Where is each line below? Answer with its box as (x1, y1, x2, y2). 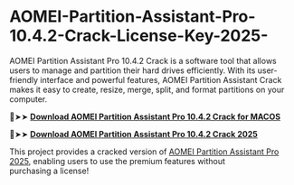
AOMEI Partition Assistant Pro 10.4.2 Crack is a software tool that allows (9, 55, 278, 66)
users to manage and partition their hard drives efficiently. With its (9, 65, 256, 76)
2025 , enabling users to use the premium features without (9, 155, 226, 166)
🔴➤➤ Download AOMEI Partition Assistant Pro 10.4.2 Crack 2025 (9, 128, 258, 139)
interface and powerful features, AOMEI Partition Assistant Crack (40, 74, 282, 85)
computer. (9, 93, 48, 105)
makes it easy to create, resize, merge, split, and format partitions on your (9, 84, 285, 95)
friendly (9, 74, 39, 85)
